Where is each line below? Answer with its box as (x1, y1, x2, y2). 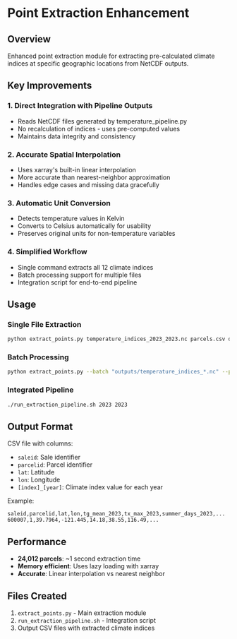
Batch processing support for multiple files (17, 270, 142, 279)
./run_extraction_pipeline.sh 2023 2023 (7, 401, 128, 408)
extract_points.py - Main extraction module (17, 609, 147, 617)
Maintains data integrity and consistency (17, 132, 136, 141)
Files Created (7, 590, 67, 602)
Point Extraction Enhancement (7, 5, 190, 21)
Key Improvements (7, 80, 92, 92)
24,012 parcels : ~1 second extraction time (17, 554, 141, 563)
